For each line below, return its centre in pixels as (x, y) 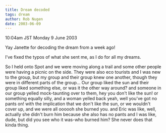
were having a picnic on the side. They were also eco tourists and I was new (83, 72)
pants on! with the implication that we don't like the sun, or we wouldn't (78, 104)
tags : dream (17, 14)
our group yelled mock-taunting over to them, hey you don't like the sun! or (82, 93)
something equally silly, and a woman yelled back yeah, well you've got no (81, 99)
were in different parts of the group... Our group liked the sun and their (77, 83)
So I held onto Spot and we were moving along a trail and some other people (83, 67)
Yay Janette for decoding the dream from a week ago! (60, 47)
